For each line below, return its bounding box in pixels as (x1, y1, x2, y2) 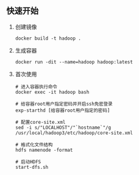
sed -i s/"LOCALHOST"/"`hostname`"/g (15, 124, 112, 130)
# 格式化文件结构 (15, 141, 53, 148)
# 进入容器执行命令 (15, 84, 58, 90)
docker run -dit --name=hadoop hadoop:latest (15, 59, 133, 65)
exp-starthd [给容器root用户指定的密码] (15, 107, 110, 113)
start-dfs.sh (15, 164, 49, 170)
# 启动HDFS (15, 159, 41, 165)
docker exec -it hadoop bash (15, 89, 90, 95)
